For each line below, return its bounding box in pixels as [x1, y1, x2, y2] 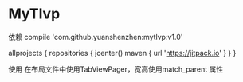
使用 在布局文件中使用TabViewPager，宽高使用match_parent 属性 [8, 64, 224, 74]
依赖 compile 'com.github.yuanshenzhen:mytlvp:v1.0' [8, 32, 183, 41]
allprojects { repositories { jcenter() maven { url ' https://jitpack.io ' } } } [8, 48, 237, 57]
